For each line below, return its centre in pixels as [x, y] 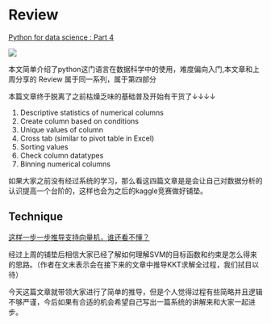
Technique [35, 217]
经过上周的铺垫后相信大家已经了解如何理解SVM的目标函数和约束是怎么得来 [133, 254]
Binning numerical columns [65, 164]
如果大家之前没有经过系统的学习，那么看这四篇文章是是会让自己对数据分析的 [135, 180]
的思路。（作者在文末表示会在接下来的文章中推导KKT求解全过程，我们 [123, 264]
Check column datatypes [62, 155]
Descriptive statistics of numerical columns [92, 112]
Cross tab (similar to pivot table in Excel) [87, 138]
